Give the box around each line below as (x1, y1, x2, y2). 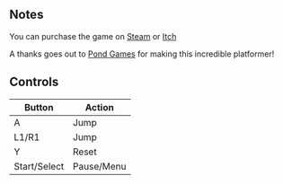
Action (84, 101, 114, 113)
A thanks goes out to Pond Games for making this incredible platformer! (9, 48, 275, 59)
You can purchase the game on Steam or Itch (9, 31, 177, 41)
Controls (9, 74, 59, 90)
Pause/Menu (73, 160, 127, 172)
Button (23, 101, 54, 113)
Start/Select (13, 160, 65, 172)
